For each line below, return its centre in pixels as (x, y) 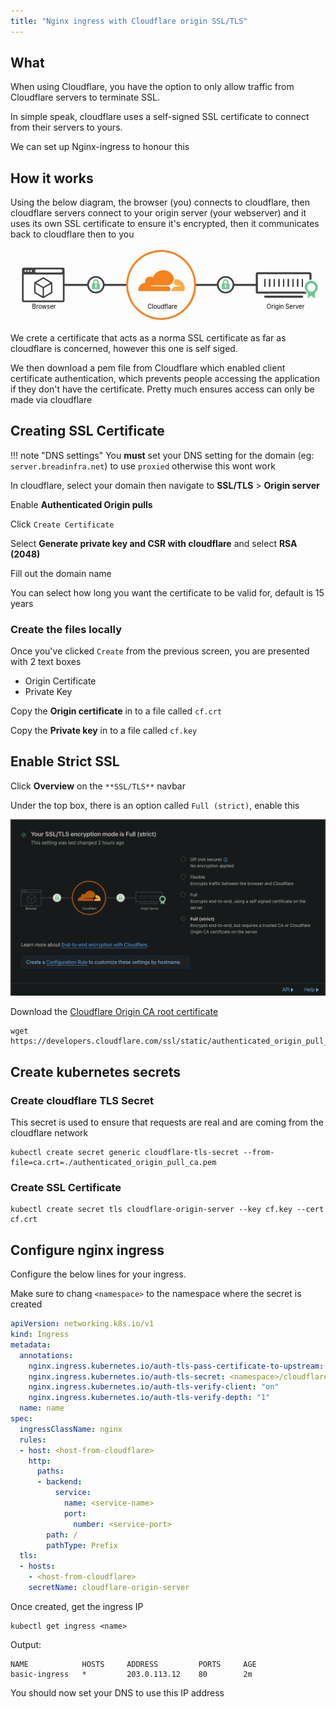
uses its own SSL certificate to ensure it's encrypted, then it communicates (165, 224)
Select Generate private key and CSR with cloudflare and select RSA (154, 543)
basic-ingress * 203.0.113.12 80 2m (131, 1674)
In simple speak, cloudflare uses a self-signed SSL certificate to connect (160, 117)
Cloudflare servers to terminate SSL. (85, 97)
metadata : (31, 1345)
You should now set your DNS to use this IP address (117, 1692)
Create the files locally (66, 629)
